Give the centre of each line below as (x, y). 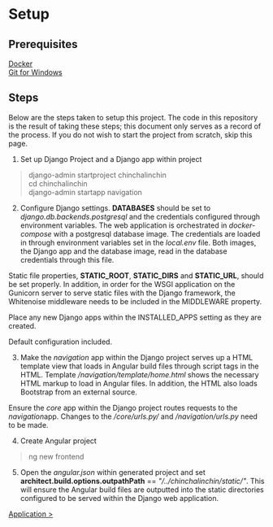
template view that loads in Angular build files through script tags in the (139, 366)
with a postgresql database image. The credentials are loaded (157, 233)
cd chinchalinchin (58, 183)
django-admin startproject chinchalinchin (97, 175)
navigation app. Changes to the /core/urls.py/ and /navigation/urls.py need (133, 416)
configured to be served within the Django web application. (119, 498)
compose (36, 233)
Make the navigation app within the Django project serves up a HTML (136, 357)
